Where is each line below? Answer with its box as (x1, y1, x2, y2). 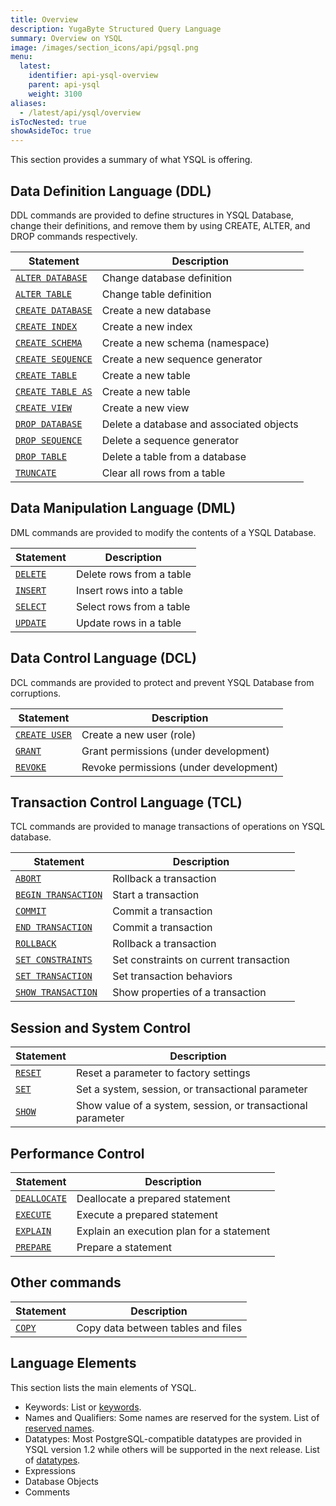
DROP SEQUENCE (15, 434, 83, 446)
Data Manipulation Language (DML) (10, 500, 237, 517)
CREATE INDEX (15, 321, 78, 332)
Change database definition (101, 271, 233, 285)
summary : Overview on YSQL (10, 33, 123, 43)
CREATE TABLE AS (15, 386, 93, 397)
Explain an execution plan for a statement (76, 1224, 271, 1238)
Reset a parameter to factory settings (75, 1066, 251, 1080)
